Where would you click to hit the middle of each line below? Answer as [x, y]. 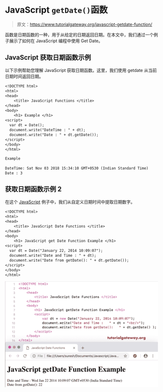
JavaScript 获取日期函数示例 [48, 58]
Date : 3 [14, 173]
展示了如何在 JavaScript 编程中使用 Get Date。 [56, 41]
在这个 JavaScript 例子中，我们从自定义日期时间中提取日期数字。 [70, 202]
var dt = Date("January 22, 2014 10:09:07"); [56, 250]
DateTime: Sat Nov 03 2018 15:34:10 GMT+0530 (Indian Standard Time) [77, 168]
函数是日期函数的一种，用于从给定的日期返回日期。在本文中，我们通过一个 [79, 35]
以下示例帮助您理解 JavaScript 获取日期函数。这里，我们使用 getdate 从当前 [81, 70]
